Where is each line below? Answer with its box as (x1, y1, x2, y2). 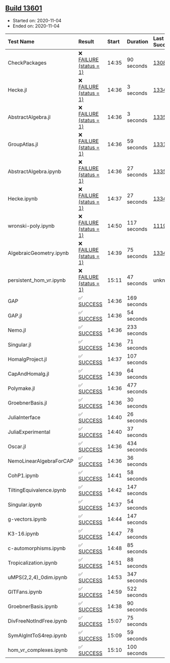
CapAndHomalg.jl (8, 370, 50, 377)
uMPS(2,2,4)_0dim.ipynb (8, 573, 67, 581)
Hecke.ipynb (8, 195, 38, 202)
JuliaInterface (8, 414, 40, 421)
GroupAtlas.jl (8, 141, 38, 148)
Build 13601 (5, 4, 42, 13)
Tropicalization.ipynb (8, 559, 58, 566)
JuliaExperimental (8, 428, 51, 435)
